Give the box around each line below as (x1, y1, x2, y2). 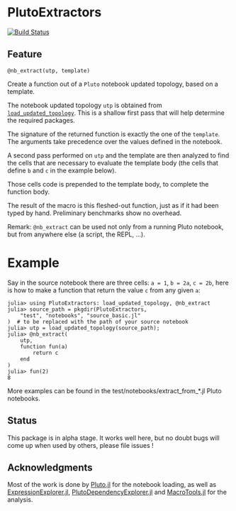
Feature (7, 48, 43, 60)
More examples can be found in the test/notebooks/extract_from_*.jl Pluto (7, 386, 222, 395)
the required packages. (7, 116, 76, 124)
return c (33, 349, 59, 356)
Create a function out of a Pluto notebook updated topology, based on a (7, 79, 218, 88)
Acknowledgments (7, 461, 94, 473)
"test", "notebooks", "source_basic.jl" (20, 312, 141, 319)
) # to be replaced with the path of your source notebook (7, 318, 189, 325)
